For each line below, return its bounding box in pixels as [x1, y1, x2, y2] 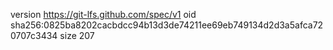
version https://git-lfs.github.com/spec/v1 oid [10, 9, 197, 20]
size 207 [59, 30, 95, 41]
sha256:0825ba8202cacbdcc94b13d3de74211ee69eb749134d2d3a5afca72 [10, 19, 324, 31]
